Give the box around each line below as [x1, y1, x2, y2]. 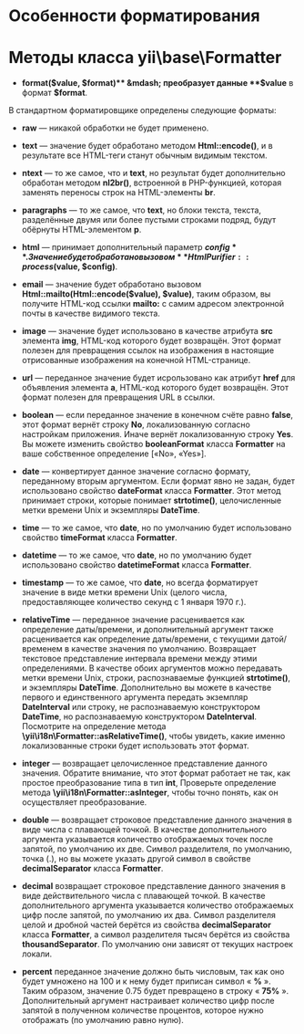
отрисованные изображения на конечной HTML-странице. [21, 355, 251, 366]
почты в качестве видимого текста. [21, 308, 161, 319]
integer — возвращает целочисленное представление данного [21, 758, 268, 769]
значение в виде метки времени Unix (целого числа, [21, 587, 228, 598]
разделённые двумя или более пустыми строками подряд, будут [21, 214, 277, 225]
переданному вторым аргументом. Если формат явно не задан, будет [21, 475, 296, 486]
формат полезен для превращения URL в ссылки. [21, 392, 216, 402]
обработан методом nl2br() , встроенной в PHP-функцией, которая [21, 177, 282, 188]
